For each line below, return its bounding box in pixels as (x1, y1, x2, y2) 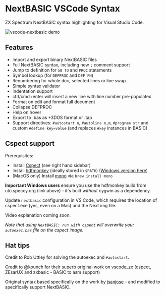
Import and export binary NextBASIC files (12, 57, 97, 62)
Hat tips (5, 241, 30, 249)
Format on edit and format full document (12, 99, 95, 105)
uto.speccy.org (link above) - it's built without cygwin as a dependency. (5, 187, 151, 193)
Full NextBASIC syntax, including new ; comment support (12, 61, 130, 67)
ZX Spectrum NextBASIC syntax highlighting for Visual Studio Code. (5, 19, 144, 25)
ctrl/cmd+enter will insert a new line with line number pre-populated (12, 93, 152, 99)
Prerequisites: (5, 152, 34, 159)
